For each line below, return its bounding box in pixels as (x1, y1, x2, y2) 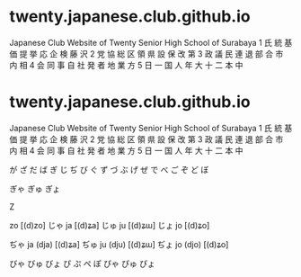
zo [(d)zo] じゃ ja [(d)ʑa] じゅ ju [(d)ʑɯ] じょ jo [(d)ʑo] (9, 219, 210, 230)
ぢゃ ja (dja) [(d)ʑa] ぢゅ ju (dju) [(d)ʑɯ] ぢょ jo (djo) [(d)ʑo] (9, 238, 229, 249)
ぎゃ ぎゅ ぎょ (9, 183, 61, 194)
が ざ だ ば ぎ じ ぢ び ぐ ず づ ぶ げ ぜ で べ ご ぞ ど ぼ (9, 164, 209, 174)
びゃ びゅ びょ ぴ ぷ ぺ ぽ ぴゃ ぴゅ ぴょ (9, 258, 155, 269)
